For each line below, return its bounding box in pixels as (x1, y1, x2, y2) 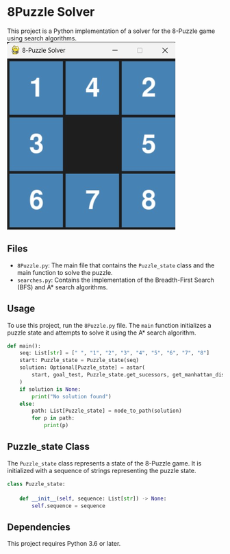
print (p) (43, 422, 69, 429)
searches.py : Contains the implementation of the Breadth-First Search (16, 276, 214, 284)
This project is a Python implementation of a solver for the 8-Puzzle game (7, 27, 216, 35)
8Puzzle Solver (7, 4, 95, 20)
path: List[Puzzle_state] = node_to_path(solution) (31, 407, 183, 415)
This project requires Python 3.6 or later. (7, 540, 121, 548)
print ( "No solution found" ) (31, 393, 112, 400)
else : (19, 400, 36, 407)
